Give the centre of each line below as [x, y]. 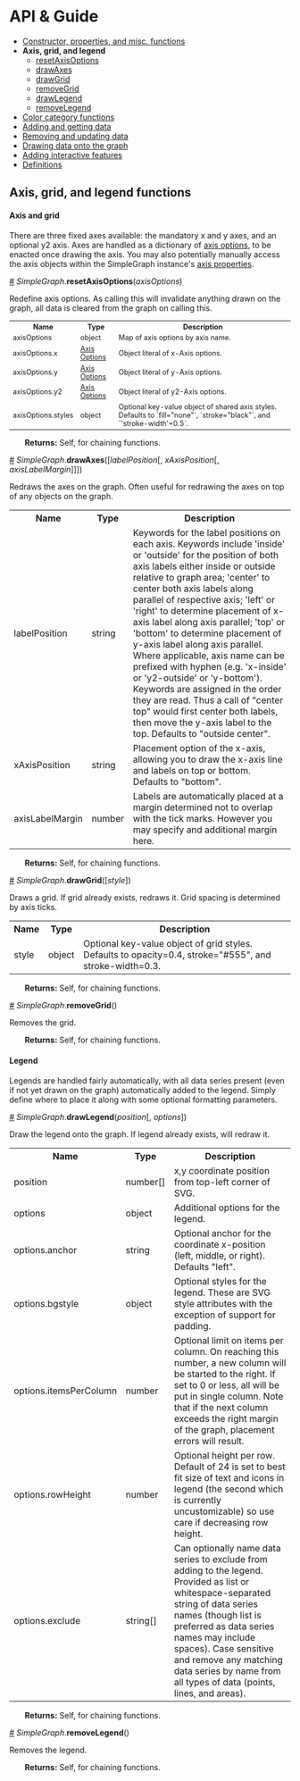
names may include [215, 1637]
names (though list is [217, 1615]
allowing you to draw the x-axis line [208, 759]
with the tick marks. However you [203, 819]
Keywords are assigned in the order [207, 690]
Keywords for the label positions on [207, 533]
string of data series [216, 1603]
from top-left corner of [222, 1182]
